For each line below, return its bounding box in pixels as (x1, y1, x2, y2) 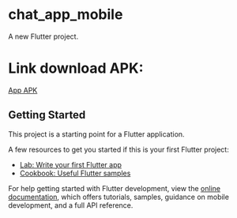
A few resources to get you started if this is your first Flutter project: (8, 145, 229, 154)
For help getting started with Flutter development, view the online (8, 183, 221, 193)
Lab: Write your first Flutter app (19, 160, 122, 169)
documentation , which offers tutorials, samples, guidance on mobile (8, 192, 229, 201)
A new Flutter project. (8, 32, 79, 41)
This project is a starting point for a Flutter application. (8, 129, 185, 139)
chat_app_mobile (8, 6, 123, 24)
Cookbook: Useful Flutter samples (19, 168, 131, 178)
